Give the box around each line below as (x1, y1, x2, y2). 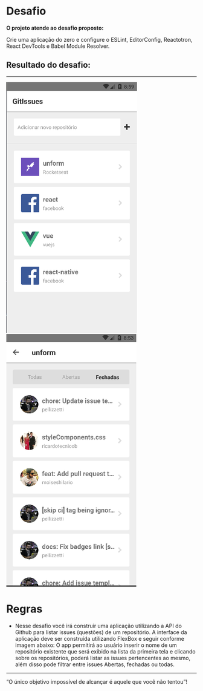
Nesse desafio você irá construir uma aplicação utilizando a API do (14, 622, 182, 629)
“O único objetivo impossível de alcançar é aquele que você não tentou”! (6, 678, 188, 685)
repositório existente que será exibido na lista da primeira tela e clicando (14, 647, 196, 655)
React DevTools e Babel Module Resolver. (6, 42, 110, 50)
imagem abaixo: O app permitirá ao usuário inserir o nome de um (14, 641, 177, 649)
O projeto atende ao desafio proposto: (6, 24, 104, 31)
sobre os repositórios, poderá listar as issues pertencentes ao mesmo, (14, 654, 191, 661)
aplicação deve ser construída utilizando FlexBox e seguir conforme (14, 635, 184, 642)
